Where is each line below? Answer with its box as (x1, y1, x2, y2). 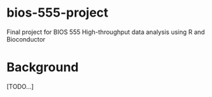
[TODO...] (6, 82, 34, 91)
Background (6, 60, 79, 76)
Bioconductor (6, 35, 46, 43)
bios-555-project (6, 5, 109, 21)
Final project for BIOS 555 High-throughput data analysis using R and (6, 28, 205, 36)
